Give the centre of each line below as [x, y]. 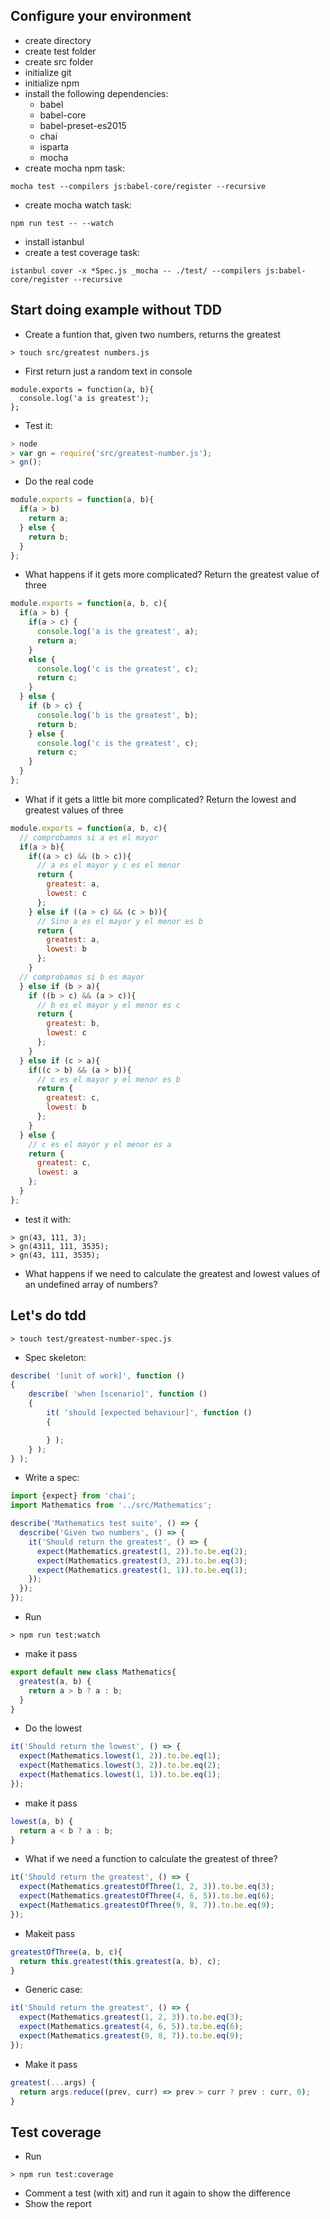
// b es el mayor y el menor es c [109, 1005]
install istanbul [54, 241]
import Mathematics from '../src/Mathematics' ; [111, 1505]
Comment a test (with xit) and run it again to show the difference [157, 2193]
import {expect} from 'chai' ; [73, 1496]
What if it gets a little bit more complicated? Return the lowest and [160, 799]
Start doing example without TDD [116, 310]
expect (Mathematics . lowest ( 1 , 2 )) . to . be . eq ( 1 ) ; [120, 1756]
